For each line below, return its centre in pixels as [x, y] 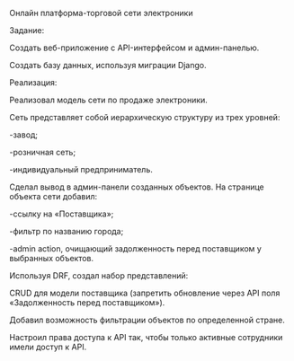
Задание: [27, 30]
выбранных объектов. [52, 258]
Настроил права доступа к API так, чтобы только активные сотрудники [146, 337]
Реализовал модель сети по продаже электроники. [109, 100]
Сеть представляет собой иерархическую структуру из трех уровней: [145, 117]
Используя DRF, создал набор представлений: [99, 276]
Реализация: [33, 83]
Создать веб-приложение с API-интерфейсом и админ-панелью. [134, 48]
